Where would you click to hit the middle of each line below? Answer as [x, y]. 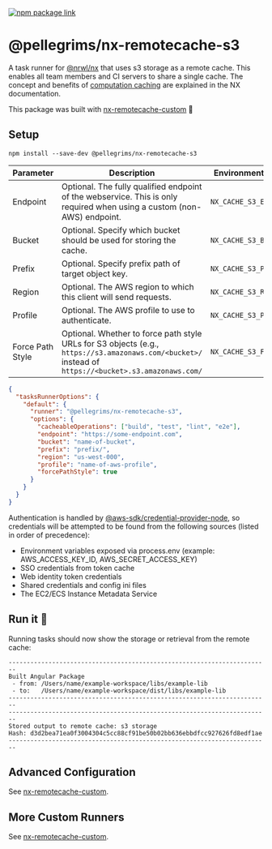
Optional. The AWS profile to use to [128, 310]
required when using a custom [119, 207]
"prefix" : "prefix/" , [74, 449]
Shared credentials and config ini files [83, 585]
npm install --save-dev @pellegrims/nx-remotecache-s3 [103, 153]
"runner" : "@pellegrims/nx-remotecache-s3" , [106, 412]
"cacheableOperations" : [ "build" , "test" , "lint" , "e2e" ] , [139, 427]
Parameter [33, 173]
